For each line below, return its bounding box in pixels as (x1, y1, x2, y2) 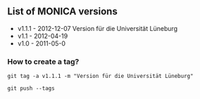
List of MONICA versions (7, 6, 118, 18)
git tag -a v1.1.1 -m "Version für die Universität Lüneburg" (7, 73, 194, 80)
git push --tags (7, 85, 55, 92)
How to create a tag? (7, 56, 80, 66)
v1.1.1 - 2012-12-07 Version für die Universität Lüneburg (17, 24, 178, 32)
